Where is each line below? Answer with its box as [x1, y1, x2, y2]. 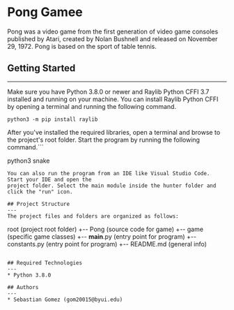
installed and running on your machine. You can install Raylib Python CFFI [7, 95, 219, 103]
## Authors [7, 283, 39, 290]
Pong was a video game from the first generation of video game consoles [7, 27, 219, 36]
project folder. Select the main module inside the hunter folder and [7, 182, 217, 189]
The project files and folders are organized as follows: [7, 212, 179, 220]
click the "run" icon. [7, 188, 73, 195]
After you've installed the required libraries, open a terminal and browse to [7, 128, 221, 136]
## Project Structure [7, 200, 70, 207]
